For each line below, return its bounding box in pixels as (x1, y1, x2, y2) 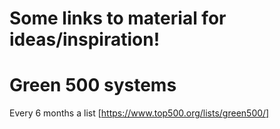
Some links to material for (9, 7, 227, 30)
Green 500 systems (9, 74, 177, 97)
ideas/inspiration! (9, 28, 161, 51)
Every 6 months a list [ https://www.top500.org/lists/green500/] (9, 107, 270, 119)
